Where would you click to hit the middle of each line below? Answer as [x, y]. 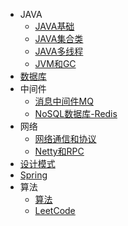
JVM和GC [55, 63]
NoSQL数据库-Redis [76, 113]
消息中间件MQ [64, 101]
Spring [33, 175]
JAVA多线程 [59, 51]
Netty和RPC [59, 151]
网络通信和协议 [65, 138]
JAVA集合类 [59, 38]
